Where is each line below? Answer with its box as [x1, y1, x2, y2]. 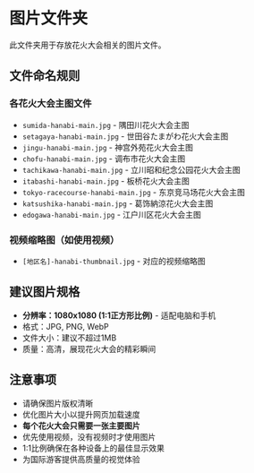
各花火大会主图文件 [9, 98, 92, 110]
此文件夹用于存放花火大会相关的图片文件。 [9, 39, 166, 50]
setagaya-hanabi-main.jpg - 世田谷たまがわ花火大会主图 [21, 131, 229, 142]
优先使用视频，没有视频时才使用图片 [21, 431, 157, 442]
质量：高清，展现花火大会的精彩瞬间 [21, 343, 157, 354]
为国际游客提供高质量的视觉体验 [21, 453, 140, 464]
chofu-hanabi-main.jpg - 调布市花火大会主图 [21, 153, 186, 164]
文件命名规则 [9, 68, 80, 83]
